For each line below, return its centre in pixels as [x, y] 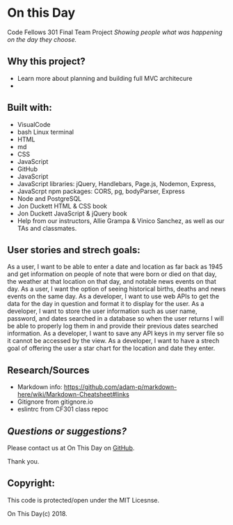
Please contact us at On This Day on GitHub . [71, 448]
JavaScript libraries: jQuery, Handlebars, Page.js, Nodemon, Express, [116, 183]
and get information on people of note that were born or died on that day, [112, 274]
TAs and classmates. [47, 228]
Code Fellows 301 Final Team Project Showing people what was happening [115, 32]
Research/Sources [48, 370]
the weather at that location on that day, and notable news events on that [112, 282]
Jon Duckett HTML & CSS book [62, 206]
